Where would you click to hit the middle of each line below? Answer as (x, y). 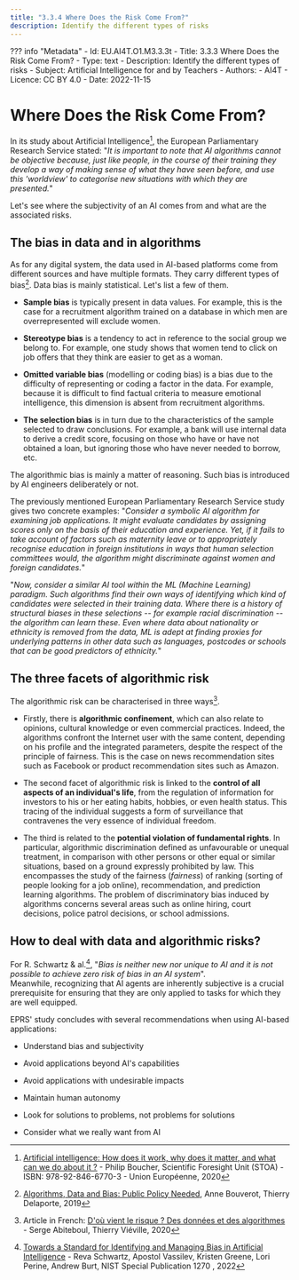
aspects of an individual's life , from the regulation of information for (148, 792)
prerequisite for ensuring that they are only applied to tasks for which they (146, 992)
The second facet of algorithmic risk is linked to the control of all (142, 783)
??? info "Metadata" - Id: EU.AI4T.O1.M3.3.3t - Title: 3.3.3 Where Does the (145, 51)
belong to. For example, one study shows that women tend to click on (150, 347)
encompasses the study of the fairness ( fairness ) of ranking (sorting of (153, 876)
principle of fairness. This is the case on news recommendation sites (149, 757)
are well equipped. (44, 1002)
